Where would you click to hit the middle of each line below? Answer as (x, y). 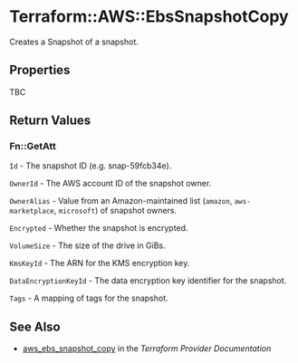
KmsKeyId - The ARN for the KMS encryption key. (100, 263)
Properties (40, 70)
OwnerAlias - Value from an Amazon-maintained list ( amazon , (121, 201)
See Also (35, 326)
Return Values (50, 121)
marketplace (32, 211)
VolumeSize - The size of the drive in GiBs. (87, 245)
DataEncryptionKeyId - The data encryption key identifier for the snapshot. (148, 281)
